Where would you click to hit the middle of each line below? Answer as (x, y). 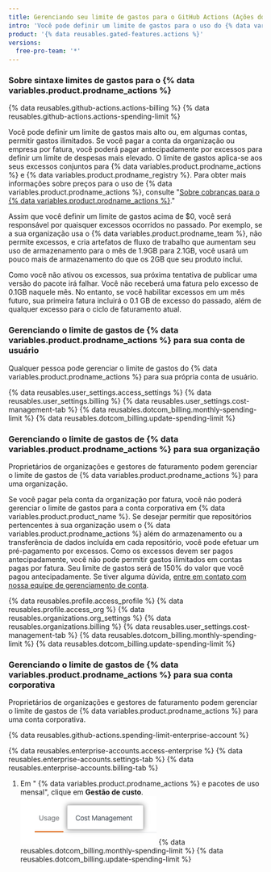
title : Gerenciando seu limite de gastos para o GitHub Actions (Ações (131, 17)
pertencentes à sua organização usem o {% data (90, 526)
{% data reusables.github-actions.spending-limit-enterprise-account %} (129, 736)
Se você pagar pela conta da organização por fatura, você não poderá (125, 500)
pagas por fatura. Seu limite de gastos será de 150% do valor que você (126, 568)
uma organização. (38, 484)
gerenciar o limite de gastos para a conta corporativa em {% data (117, 508)
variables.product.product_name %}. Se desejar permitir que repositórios (130, 517)
